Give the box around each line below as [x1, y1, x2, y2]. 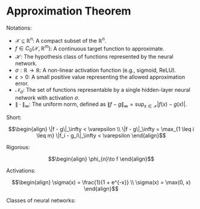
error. [14, 80, 29, 87]
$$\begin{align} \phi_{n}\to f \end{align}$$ [48, 155, 155, 162]
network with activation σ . [14, 94, 80, 101]
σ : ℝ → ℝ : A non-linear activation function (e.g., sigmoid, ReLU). [14, 66, 177, 74]
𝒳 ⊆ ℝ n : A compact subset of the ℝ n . [14, 36, 107, 44]
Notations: [6, 24, 32, 31]
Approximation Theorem [6, 4, 131, 18]
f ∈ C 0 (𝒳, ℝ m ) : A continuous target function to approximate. [14, 43, 164, 54]
